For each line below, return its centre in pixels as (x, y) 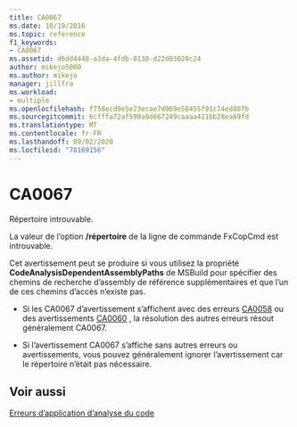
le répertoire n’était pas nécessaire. (87, 364)
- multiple (29, 100)
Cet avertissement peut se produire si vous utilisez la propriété (124, 263)
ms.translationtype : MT (54, 126)
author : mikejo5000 (45, 68)
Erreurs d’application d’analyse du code (82, 413)
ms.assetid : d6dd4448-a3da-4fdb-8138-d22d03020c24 (105, 59)
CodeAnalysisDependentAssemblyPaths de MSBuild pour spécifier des (144, 272)
